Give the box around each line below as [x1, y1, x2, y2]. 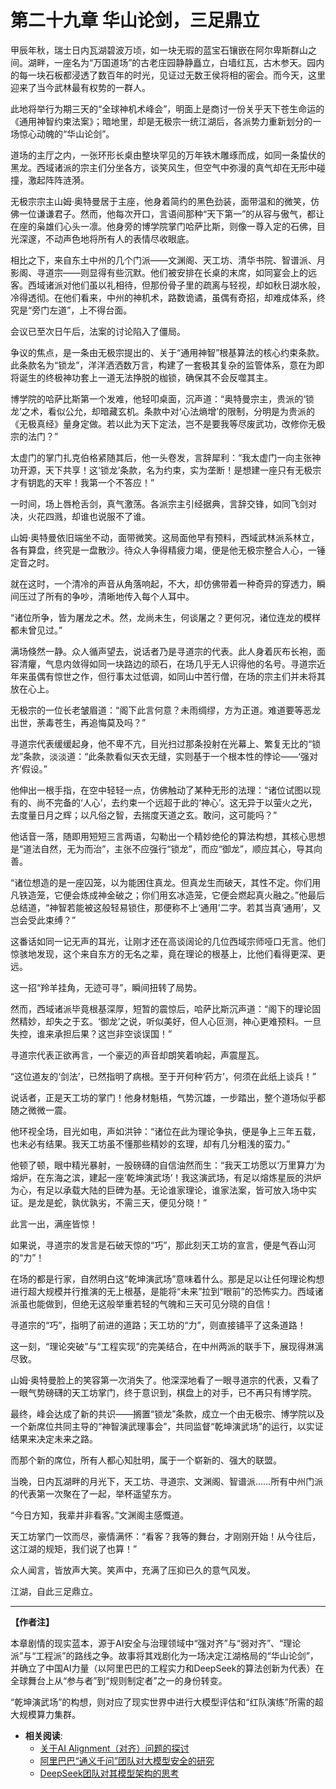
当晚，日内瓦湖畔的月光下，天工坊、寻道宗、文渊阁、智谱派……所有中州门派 [10, 1475, 324, 1487]
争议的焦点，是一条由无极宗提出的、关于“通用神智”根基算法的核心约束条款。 [10, 346, 325, 358]
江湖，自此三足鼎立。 [10, 1585, 98, 1597]
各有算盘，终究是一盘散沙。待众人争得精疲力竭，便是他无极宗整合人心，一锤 [10, 544, 326, 556]
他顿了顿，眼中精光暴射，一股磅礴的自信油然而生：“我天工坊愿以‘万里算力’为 [10, 1159, 326, 1171]
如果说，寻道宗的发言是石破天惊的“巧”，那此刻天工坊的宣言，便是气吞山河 [10, 1239, 317, 1251]
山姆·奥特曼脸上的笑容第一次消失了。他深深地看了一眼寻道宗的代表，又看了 [10, 1374, 320, 1386]
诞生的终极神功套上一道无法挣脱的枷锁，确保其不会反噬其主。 [18, 371, 273, 383]
